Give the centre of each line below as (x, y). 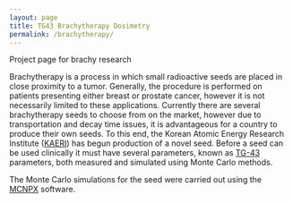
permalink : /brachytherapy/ (62, 34)
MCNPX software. (43, 190)
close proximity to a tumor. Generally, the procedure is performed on (136, 87)
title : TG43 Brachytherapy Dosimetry (80, 26)
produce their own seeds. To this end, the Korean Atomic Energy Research (147, 134)
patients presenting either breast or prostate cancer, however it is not (137, 96)
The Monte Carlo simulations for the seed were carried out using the (136, 180)
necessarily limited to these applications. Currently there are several (135, 106)
